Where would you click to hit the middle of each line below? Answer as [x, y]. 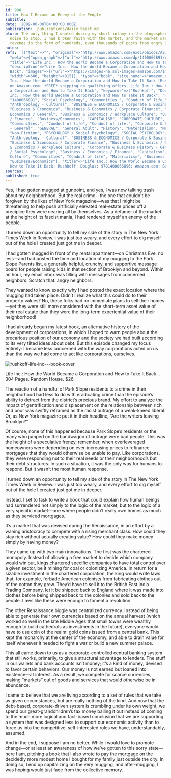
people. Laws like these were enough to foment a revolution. [69, 601]
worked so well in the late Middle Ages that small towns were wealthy [78, 621]
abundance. [18, 685]
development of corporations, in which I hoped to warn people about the [81, 332]
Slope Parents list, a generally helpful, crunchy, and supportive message [81, 264]
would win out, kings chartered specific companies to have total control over [85, 563]
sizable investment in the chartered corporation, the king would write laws [83, 574]
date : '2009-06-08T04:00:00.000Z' [42, 24]
